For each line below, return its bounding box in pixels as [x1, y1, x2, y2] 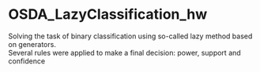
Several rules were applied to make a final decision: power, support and [8, 48, 241, 57]
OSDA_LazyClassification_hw [8, 5, 208, 23]
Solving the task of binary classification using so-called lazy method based [8, 31, 253, 41]
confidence [8, 56, 46, 66]
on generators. [8, 39, 57, 49]
